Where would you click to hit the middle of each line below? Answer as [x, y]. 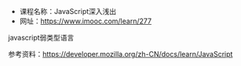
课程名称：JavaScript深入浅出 [68, 11]
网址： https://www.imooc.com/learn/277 [85, 21]
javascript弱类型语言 [41, 38]
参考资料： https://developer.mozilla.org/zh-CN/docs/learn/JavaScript [120, 54]
